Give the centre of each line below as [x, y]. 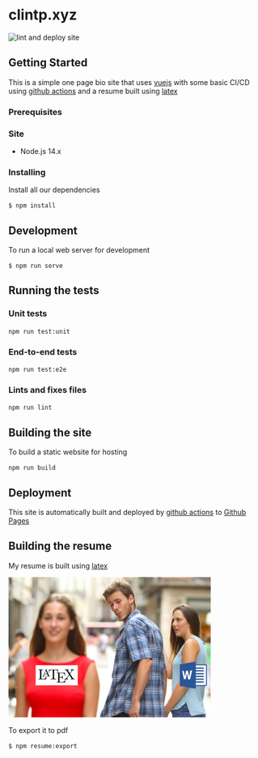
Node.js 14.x [41, 151]
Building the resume [60, 546]
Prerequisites [35, 112]
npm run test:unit [39, 331]
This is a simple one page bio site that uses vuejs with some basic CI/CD [129, 82]
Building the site [50, 432]
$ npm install [32, 206]
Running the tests [54, 290]
